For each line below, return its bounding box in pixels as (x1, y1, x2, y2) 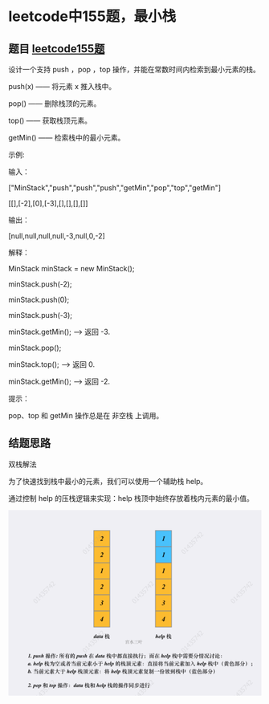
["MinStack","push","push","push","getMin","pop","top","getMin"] (8, 183, 222, 193)
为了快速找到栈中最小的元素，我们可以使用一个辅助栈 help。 (8, 476, 208, 486)
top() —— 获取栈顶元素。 (8, 116, 92, 125)
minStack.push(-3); (8, 311, 73, 319)
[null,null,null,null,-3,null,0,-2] (8, 231, 106, 241)
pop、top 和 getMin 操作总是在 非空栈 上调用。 (8, 411, 164, 420)
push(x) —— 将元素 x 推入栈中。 (8, 82, 116, 91)
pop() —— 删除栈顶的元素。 (8, 99, 101, 108)
